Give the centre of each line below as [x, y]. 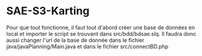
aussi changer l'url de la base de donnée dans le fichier [75, 40]
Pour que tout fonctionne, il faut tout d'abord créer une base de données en [101, 27]
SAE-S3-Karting [48, 11]
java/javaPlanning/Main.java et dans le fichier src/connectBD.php [87, 46]
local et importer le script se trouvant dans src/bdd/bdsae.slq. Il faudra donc [101, 33]
